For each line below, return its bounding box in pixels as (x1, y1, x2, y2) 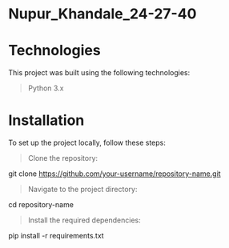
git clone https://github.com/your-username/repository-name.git (8, 169, 222, 178)
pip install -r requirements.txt (8, 231, 104, 241)
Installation (8, 111, 85, 130)
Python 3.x (27, 83, 64, 93)
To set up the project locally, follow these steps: (8, 138, 167, 148)
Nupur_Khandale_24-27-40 (8, 5, 197, 23)
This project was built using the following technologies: (8, 68, 191, 78)
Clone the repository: (27, 154, 98, 163)
